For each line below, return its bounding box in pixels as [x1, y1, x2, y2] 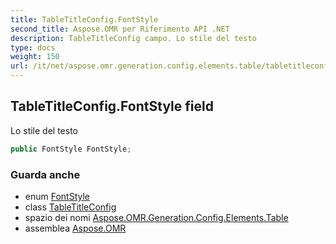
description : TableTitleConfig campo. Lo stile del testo [10, 33, 257, 43]
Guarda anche [10, 167, 81, 181]
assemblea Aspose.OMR [24, 222, 127, 234]
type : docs [10, 42, 56, 53]
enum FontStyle [24, 190, 91, 202]
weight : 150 [10, 52, 60, 62]
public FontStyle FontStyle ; [10, 144, 132, 154]
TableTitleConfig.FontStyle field [10, 98, 214, 115]
